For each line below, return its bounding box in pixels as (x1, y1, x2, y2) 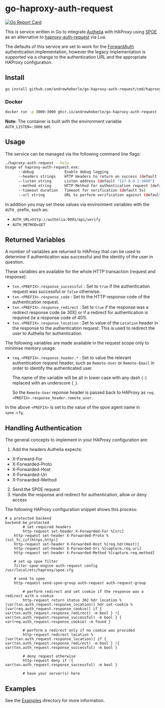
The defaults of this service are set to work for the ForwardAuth (5, 43, 134, 49)
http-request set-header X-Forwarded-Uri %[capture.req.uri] (14, 546, 141, 551)
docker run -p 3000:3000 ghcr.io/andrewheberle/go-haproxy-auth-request (5, 109, 157, 114)
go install (5, 87, 27, 92)
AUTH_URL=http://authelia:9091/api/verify (12, 217, 101, 222)
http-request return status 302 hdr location (23, 598, 118, 603)
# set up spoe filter (14, 559, 58, 564)
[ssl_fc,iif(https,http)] (5, 538, 58, 543)
